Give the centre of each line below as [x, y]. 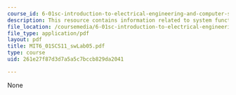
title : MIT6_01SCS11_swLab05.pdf [56, 46]
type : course [26, 53]
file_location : [29, 27]
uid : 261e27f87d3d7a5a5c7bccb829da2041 [66, 59]
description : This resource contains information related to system [110, 20]
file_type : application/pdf [48, 33]
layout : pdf [25, 40]
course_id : [23, 14]
